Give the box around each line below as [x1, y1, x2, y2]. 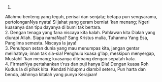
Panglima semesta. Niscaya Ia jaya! [5, 40, 77, 46]
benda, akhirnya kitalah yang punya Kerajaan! [5, 72, 97, 77]
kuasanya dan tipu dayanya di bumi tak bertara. [5, 24, 102, 30]
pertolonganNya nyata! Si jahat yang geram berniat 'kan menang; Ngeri [5, 19, 150, 25]
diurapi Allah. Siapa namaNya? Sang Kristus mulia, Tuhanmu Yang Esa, [5, 35, 149, 41]
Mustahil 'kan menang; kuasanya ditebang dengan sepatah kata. [5, 56, 136, 61]
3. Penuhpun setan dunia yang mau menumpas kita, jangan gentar [5, 45, 140, 51]
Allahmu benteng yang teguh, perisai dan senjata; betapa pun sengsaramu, [5, 14, 158, 19]
